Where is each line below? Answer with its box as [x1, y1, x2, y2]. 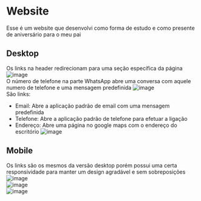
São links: [6, 90, 31, 98]
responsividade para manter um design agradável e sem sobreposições [6, 168, 186, 175]
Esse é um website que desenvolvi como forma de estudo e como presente [6, 24, 196, 32]
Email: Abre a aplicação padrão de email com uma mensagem [15, 102, 170, 109]
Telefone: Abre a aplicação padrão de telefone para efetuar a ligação [15, 115, 188, 122]
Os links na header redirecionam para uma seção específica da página [6, 64, 183, 72]
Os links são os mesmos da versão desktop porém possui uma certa [6, 162, 177, 169]
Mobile [6, 146, 33, 156]
